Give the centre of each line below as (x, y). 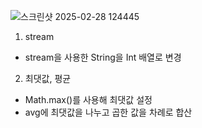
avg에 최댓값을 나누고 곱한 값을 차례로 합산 (108, 112)
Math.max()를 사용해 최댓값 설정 (88, 99)
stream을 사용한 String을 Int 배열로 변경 (103, 57)
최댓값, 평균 (48, 78)
